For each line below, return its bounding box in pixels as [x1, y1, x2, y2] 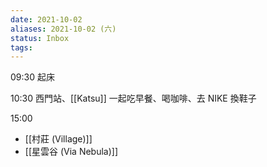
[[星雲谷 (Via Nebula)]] [24, 146, 119, 158]
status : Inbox [10, 33, 70, 43]
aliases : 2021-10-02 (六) [10, 24, 117, 34]
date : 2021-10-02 [10, 14, 83, 25]
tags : [10, 42, 33, 53]
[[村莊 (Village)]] [24, 133, 93, 145]
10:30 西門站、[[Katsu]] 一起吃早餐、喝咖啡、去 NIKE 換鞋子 [10, 92, 257, 105]
